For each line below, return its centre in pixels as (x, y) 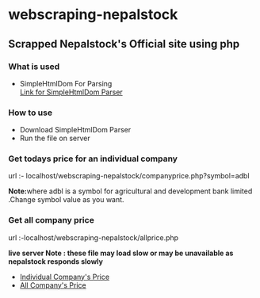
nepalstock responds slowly (55, 261)
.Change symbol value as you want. (66, 200)
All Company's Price (53, 285)
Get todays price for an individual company (93, 159)
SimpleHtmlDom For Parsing (66, 83)
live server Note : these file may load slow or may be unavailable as (121, 253)
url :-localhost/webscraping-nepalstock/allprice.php (94, 237)
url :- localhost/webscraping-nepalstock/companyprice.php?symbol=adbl (129, 176)
